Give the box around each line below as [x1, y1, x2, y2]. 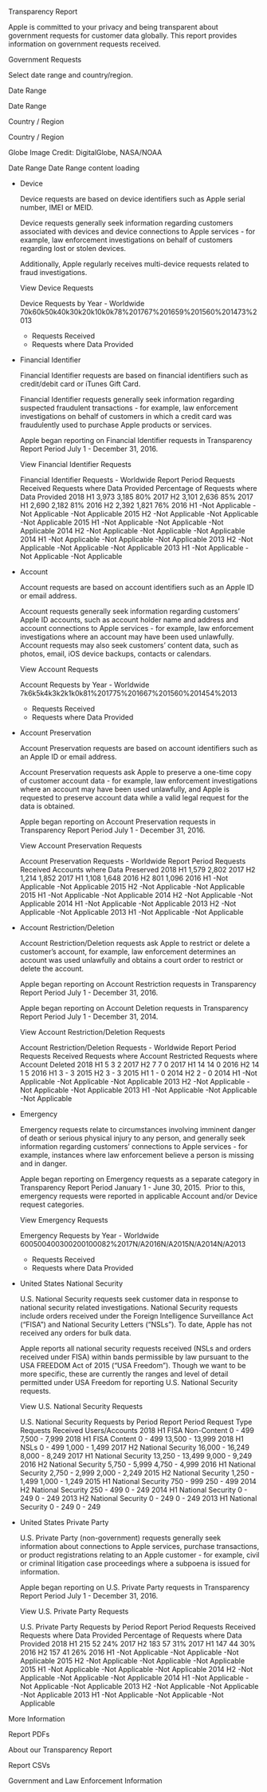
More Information [8, 1714, 65, 1723]
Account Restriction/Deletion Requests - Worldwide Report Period [19, 1043, 237, 1052]
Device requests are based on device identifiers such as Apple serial [19, 194, 245, 203]
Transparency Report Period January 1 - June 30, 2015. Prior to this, [19, 1183, 245, 1192]
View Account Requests [19, 665, 99, 674]
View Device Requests [19, 283, 94, 293]
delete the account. [19, 964, 84, 973]
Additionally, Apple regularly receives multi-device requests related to [19, 259, 249, 269]
